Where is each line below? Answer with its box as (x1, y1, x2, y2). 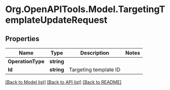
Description (80, 50, 109, 56)
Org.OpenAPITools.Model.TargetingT (5, 4, 165, 15)
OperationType (8, 58, 45, 65)
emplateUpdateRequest (5, 14, 108, 26)
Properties (5, 34, 40, 43)
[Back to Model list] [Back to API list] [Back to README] (5, 79, 122, 85)
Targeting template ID (69, 66, 121, 73)
